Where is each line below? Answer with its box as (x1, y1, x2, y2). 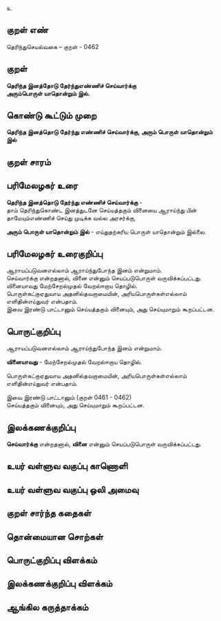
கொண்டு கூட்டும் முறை (6, 110, 97, 122)
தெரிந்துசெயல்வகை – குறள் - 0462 (6, 42, 99, 50)
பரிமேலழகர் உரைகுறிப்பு (6, 248, 103, 260)
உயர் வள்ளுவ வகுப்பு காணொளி (6, 461, 128, 472)
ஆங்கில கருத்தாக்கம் (6, 601, 89, 613)
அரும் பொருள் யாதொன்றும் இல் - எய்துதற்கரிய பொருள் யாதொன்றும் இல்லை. (6, 228, 207, 236)
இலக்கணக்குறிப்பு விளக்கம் (6, 578, 113, 590)
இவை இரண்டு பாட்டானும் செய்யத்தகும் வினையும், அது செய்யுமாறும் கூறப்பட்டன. (6, 305, 215, 313)
